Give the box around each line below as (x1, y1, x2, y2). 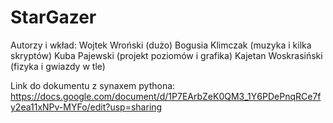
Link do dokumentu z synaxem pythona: (10, 79, 176, 91)
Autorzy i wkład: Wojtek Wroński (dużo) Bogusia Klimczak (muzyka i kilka (10, 39, 312, 51)
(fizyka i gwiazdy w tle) (10, 60, 106, 72)
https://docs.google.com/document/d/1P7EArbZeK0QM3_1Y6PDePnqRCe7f (10, 90, 322, 102)
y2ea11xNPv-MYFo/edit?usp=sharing (10, 101, 163, 113)
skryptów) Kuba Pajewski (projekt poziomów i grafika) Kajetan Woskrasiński (10, 49, 323, 61)
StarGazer (10, 6, 97, 29)
